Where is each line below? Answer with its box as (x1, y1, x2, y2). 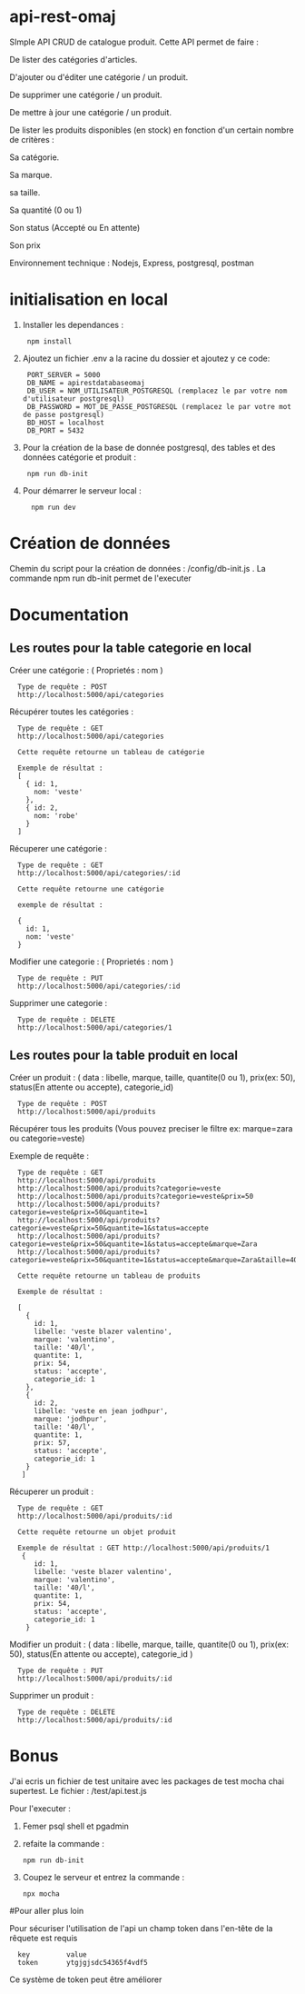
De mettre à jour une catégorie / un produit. (9, 106, 172, 117)
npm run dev (31, 503, 76, 512)
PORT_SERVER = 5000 (26, 370, 101, 379)
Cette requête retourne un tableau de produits (17, 1271, 202, 1281)
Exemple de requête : (9, 1150, 89, 1161)
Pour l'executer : (9, 1802, 71, 1814)
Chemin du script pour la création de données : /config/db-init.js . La (9, 563, 266, 573)
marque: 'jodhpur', (33, 1414, 107, 1423)
